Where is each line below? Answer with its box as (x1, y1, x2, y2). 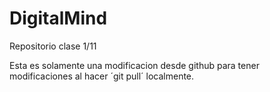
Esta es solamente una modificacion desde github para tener (9, 59, 260, 71)
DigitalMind (9, 7, 108, 30)
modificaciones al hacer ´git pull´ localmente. (9, 70, 195, 82)
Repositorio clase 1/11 (9, 40, 97, 52)
